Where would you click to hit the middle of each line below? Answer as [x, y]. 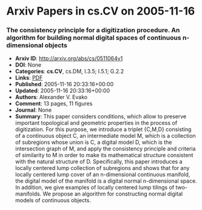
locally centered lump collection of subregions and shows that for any [102, 168]
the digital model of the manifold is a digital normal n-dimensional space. [106, 181]
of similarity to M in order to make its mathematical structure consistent [104, 155]
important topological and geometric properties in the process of [96, 123]
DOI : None [28, 65]
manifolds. [28, 194]
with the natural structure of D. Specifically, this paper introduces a [99, 161]
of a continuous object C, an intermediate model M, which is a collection [105, 136]
